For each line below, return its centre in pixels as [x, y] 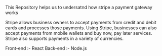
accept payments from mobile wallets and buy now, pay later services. [79, 33]
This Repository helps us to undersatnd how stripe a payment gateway [79, 7]
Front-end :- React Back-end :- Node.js [46, 48]
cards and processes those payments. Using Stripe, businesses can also [81, 28]
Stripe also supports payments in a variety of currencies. [65, 38]
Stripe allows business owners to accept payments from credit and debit [81, 22]
